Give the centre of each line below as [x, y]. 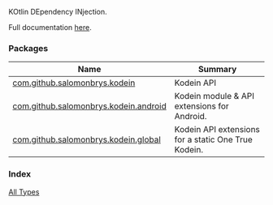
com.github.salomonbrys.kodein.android [89, 106]
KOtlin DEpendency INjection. [58, 12]
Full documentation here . [50, 27]
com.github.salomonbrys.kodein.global [87, 139]
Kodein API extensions [217, 130]
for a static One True [214, 139]
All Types [24, 192]
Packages [28, 48]
